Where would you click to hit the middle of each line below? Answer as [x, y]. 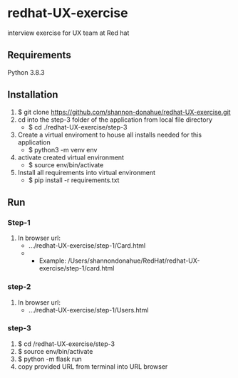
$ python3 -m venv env [63, 149]
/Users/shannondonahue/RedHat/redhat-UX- [134, 261]
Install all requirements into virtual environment [86, 172]
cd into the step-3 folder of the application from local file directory [115, 120]
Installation [33, 95]
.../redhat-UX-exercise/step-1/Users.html [88, 310]
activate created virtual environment [71, 157]
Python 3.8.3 [26, 72]
